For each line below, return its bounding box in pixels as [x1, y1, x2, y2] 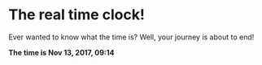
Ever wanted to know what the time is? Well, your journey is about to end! [8, 32, 255, 42]
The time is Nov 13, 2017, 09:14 [8, 47, 116, 57]
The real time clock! [8, 6, 145, 24]
